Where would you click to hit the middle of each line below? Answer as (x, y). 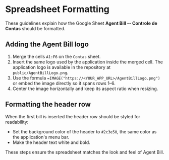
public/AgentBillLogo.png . (40, 72)
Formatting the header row (48, 104)
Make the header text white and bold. (51, 142)
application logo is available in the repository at (62, 67)
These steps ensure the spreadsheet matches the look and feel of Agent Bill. (85, 152)
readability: (17, 122)
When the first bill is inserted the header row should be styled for (73, 116)
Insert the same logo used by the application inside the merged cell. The (88, 62)
